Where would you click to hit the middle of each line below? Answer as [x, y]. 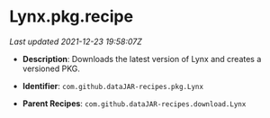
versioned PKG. [51, 68]
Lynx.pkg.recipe [71, 17]
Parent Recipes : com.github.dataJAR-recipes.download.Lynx [134, 103]
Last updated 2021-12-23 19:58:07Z [76, 41]
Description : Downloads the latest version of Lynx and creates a [142, 59]
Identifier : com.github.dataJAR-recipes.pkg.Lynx [113, 86]
